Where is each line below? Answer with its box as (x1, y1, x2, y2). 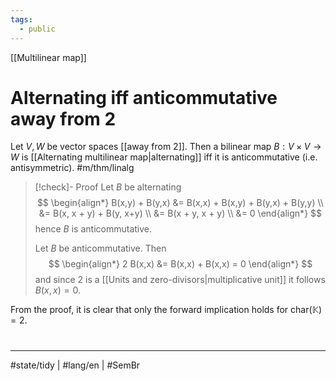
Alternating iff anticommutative (10, 86, 278, 109)
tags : (10, 14, 33, 25)
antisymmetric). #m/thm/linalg (10, 162, 135, 174)
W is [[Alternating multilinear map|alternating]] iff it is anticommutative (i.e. (10, 151, 318, 163)
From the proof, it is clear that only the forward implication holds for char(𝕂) (10, 304, 323, 316)
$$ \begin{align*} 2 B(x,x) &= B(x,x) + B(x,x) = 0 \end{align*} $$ (48, 258, 313, 270)
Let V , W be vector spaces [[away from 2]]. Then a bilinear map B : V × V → (10, 141, 322, 153)
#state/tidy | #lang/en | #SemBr (10, 359, 141, 371)
